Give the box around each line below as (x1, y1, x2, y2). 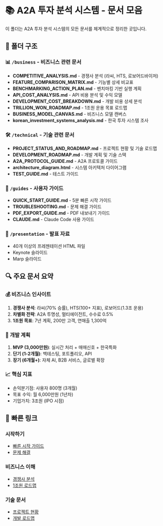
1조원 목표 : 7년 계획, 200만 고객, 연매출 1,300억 (12, 318, 107, 324)
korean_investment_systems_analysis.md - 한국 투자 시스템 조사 (12, 117, 149, 123)
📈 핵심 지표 (5, 371, 32, 378)
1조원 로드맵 (12, 482, 37, 488)
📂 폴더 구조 (5, 42, 38, 51)
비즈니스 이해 (5, 463, 36, 470)
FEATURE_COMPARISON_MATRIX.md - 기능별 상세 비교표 (12, 79, 134, 85)
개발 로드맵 (12, 515, 35, 521)
